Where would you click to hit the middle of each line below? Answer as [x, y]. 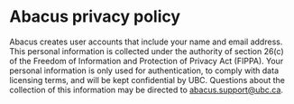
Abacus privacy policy [95, 17]
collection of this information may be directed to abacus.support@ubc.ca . [147, 90]
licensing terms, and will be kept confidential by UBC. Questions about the [147, 80]
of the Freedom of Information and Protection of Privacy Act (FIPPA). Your [147, 61]
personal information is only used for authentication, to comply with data [144, 71]
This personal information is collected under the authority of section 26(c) [147, 51]
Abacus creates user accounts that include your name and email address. [146, 42]
